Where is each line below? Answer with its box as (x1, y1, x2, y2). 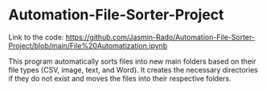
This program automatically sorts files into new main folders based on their (8, 56, 256, 66)
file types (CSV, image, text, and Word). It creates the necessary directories (8, 64, 259, 74)
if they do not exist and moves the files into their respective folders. (8, 73, 231, 83)
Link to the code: (8, 32, 64, 42)
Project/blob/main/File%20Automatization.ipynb (8, 40, 168, 50)
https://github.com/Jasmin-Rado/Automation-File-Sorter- (65, 32, 256, 42)
